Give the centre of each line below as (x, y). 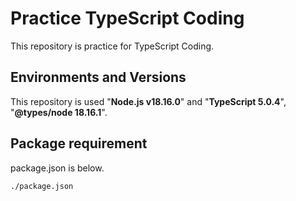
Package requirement (79, 143)
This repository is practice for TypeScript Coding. (112, 46)
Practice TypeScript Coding (127, 18)
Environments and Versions (98, 77)
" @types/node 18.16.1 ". (59, 112)
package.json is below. (57, 168)
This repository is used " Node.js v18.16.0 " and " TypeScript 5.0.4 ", (148, 101)
